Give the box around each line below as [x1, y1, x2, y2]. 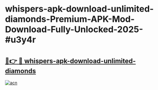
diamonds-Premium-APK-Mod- [5, 14, 135, 25]
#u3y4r [5, 34, 36, 45]
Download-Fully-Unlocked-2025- [5, 24, 143, 35]
